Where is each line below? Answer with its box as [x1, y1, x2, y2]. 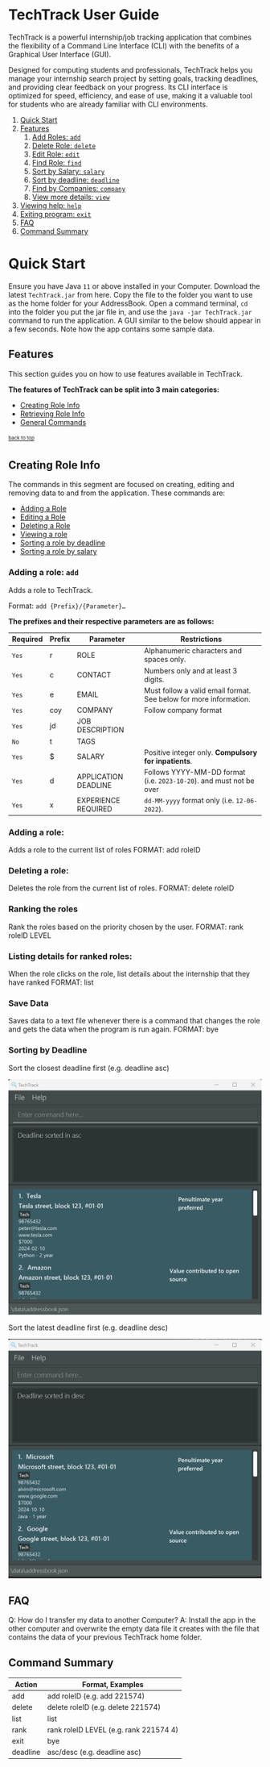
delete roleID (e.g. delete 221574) [47, 1702, 161, 1712]
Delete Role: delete [31, 140, 96, 150]
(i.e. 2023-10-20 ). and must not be [144, 776, 255, 786]
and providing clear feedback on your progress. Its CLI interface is [8, 82, 228, 92]
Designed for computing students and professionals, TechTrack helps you [8, 65, 253, 74]
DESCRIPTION [76, 725, 125, 735]
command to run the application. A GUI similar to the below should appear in [8, 315, 261, 325]
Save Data [8, 998, 49, 1009]
